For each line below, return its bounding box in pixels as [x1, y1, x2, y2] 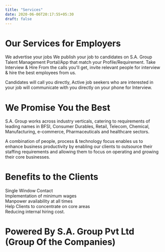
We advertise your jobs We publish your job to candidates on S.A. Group [5, 54, 152, 60]
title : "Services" [5, 7, 43, 12]
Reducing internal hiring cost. [5, 209, 65, 215]
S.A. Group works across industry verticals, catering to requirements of [5, 118, 150, 124]
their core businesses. [5, 154, 50, 160]
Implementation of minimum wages [5, 193, 77, 199]
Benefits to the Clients [5, 171, 99, 183]
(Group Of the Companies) [5, 237, 116, 248]
